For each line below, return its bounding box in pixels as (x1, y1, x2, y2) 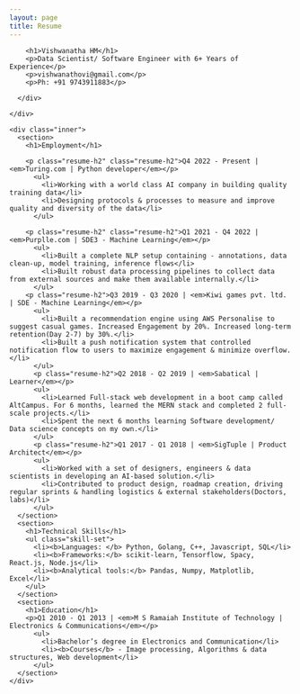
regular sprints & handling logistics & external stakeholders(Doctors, (9, 487, 287, 496)
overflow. (254, 346, 292, 355)
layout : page (9, 13, 58, 23)
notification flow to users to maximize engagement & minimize (9, 346, 251, 355)
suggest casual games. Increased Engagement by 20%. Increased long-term (9, 321, 292, 331)
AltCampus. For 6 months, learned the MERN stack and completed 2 (9, 401, 263, 410)
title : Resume (9, 22, 63, 31)
